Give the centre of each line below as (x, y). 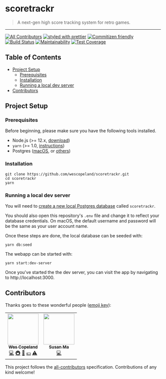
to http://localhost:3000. (30, 277)
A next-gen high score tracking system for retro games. (74, 22)
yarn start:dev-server (28, 263)
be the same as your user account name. (47, 226)
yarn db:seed (19, 245)
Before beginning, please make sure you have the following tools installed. (81, 131)
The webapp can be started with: (39, 254)
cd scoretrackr (21, 178)
